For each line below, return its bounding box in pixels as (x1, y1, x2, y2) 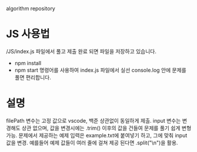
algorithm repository (6, 5, 56, 12)
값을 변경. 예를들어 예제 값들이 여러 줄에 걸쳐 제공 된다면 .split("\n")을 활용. (6, 139, 178, 146)
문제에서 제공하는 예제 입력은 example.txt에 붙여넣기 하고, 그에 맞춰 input (18, 131, 188, 139)
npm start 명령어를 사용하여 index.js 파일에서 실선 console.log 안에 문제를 (14, 66, 186, 73)
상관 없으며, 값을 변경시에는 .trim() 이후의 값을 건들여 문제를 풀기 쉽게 (21, 124, 181, 131)
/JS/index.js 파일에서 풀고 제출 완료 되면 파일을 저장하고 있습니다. (6, 48, 157, 55)
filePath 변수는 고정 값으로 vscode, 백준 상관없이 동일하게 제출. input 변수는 (6, 117, 181, 124)
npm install (14, 59, 42, 66)
